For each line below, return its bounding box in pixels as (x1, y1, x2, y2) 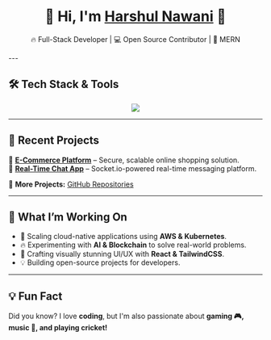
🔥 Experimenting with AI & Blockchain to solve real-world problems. (19, 240, 247, 250)
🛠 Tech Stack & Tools (8, 78, 119, 91)
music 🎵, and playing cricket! (8, 323, 108, 333)
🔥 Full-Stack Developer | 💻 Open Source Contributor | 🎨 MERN (31, 34, 240, 44)
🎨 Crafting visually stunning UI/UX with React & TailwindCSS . (19, 250, 224, 259)
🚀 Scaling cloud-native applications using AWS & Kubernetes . (19, 232, 227, 241)
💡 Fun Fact (8, 289, 63, 303)
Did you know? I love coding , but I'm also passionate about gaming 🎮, (8, 311, 244, 321)
